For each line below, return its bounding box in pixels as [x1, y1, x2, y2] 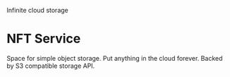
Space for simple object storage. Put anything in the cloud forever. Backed [6, 54, 223, 62]
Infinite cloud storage [6, 6, 68, 14]
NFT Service [6, 31, 81, 47]
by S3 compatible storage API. [6, 61, 95, 70]
